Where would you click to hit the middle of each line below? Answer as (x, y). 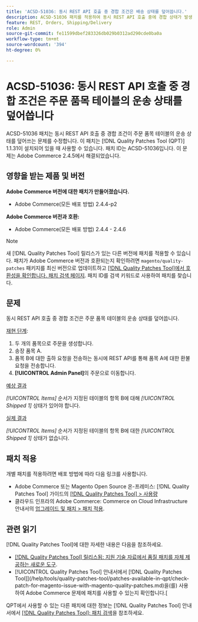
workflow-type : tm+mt (33, 39)
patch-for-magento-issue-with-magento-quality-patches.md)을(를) (96, 585)
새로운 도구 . (44, 564)
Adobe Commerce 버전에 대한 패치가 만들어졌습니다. (68, 191)
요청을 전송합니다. (35, 366)
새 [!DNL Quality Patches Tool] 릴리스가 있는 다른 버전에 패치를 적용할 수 (91, 253)
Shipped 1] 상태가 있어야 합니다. (43, 406)
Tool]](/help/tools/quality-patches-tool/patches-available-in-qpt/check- (102, 578)
